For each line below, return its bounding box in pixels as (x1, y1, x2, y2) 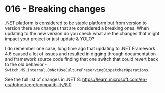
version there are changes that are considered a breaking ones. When (5, 25, 149, 31)
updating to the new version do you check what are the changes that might (5, 30, 160, 36)
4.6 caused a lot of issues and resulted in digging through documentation (5, 51, 156, 57)
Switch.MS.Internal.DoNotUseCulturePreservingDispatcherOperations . (5, 66, 150, 73)
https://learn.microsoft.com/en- (82, 76, 147, 82)
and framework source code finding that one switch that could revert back (5, 56, 158, 62)
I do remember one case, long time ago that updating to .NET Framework (5, 45, 156, 51)
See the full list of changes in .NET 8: (5, 76, 81, 82)
